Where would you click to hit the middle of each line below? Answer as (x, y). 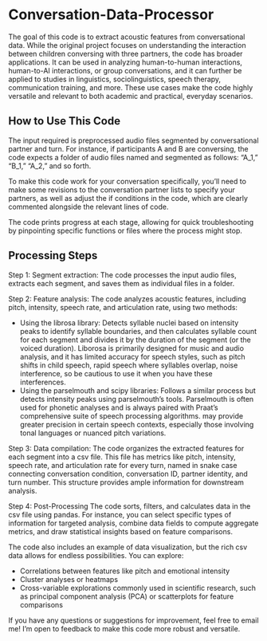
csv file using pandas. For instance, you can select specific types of (120, 514)
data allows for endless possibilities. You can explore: (96, 555)
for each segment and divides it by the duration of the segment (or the (135, 340)
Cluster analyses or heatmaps (69, 579)
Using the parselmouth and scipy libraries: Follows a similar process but (138, 390)
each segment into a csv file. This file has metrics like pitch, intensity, (122, 457)
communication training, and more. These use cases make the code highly (131, 87)
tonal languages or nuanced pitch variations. (93, 433)
